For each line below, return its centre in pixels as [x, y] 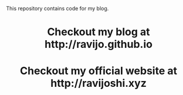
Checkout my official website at [99, 71]
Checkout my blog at [99, 32]
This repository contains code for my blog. [57, 8]
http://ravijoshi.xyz [99, 83]
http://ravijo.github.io [99, 45]
